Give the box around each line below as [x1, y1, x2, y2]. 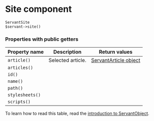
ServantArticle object [91, 57, 141, 64]
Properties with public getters [5, 36, 79, 43]
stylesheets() [7, 92, 41, 98]
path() [7, 85, 23, 91]
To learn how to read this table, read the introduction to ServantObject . [5, 111, 150, 117]
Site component [5, 3, 72, 15]
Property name [7, 49, 44, 56]
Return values [99, 49, 133, 56]
